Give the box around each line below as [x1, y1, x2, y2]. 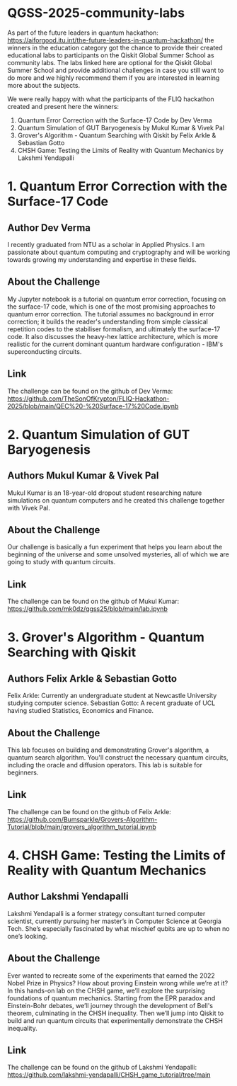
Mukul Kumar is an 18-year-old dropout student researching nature [7, 488, 202, 497]
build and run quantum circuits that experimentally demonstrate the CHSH [7, 1016, 223, 1024]
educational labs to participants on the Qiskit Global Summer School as [7, 51, 214, 59]
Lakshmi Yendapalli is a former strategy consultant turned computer [7, 909, 206, 918]
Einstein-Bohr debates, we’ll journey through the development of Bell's [7, 1001, 214, 1010]
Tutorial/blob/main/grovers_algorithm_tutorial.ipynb [7, 823, 157, 831]
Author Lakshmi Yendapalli [7, 891, 129, 903]
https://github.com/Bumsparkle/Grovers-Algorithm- [7, 815, 158, 823]
